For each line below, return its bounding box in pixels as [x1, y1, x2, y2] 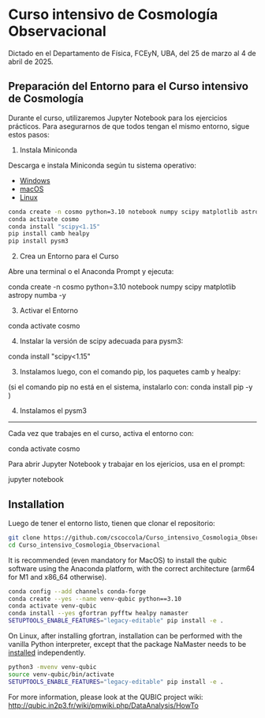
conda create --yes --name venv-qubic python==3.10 [8, 595, 181, 603]
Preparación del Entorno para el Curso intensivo [8, 80, 248, 93]
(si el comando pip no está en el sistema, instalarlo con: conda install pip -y [8, 382, 253, 392]
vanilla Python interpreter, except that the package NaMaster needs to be [8, 640, 247, 649]
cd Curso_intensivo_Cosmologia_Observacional [8, 541, 160, 549]
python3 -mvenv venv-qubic [8, 663, 97, 671]
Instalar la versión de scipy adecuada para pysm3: [19, 336, 184, 346]
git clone [8, 533, 41, 542]
